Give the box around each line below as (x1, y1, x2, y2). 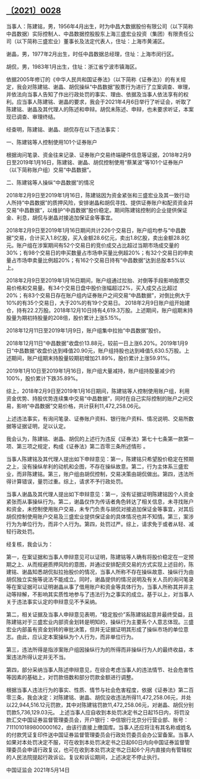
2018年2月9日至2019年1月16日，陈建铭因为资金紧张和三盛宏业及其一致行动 (6, 191, 190, 198)
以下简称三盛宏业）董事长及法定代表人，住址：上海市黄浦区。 (16, 38, 168, 45)
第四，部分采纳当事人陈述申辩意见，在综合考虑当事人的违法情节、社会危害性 (6, 666, 194, 673)
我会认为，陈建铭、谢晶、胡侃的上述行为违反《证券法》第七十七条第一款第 (6, 435, 189, 442)
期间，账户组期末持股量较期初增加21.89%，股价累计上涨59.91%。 (11, 355, 173, 362)
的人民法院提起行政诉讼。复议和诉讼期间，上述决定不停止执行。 (6, 753, 162, 760)
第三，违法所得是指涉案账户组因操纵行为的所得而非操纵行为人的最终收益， (6, 646, 189, 653)
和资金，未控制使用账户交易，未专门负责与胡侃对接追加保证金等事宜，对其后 (6, 505, 194, 512)
